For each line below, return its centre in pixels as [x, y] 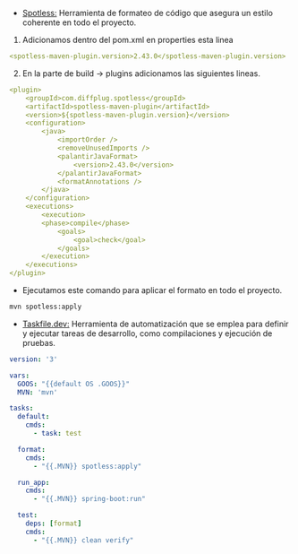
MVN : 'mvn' [38, 392]
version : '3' [34, 359]
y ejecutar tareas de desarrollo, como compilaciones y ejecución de [147, 333]
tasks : [21, 408]
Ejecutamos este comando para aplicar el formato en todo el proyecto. [152, 290]
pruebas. [39, 342]
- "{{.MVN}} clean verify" [83, 540]
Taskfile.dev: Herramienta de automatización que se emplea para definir [155, 324]
